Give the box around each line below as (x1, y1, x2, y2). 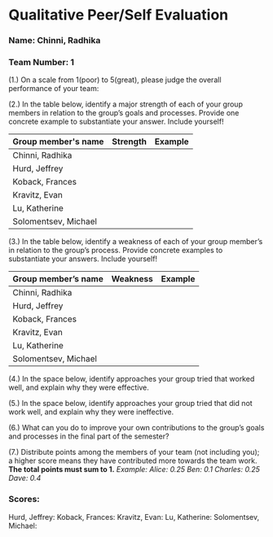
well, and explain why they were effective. (8, 382, 149, 392)
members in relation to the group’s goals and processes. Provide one (8, 108, 240, 118)
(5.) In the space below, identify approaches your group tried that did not (8, 399, 253, 408)
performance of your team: (8, 84, 99, 94)
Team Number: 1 (8, 57, 75, 68)
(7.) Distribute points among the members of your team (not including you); (8, 447, 260, 457)
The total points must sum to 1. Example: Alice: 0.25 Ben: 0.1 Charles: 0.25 (8, 465, 261, 474)
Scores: (8, 494, 41, 505)
